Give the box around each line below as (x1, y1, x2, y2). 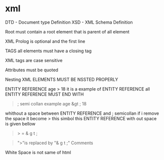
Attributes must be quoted (5, 67, 58, 73)
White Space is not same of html (5, 149, 72, 155)
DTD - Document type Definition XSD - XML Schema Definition (5, 19, 133, 25)
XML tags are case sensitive (5, 57, 63, 63)
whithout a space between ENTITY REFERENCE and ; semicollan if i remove (5, 110, 159, 116)
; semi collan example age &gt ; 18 (17, 100, 87, 106)
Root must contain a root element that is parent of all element (5, 29, 130, 34)
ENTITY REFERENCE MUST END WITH (5, 91, 84, 97)
